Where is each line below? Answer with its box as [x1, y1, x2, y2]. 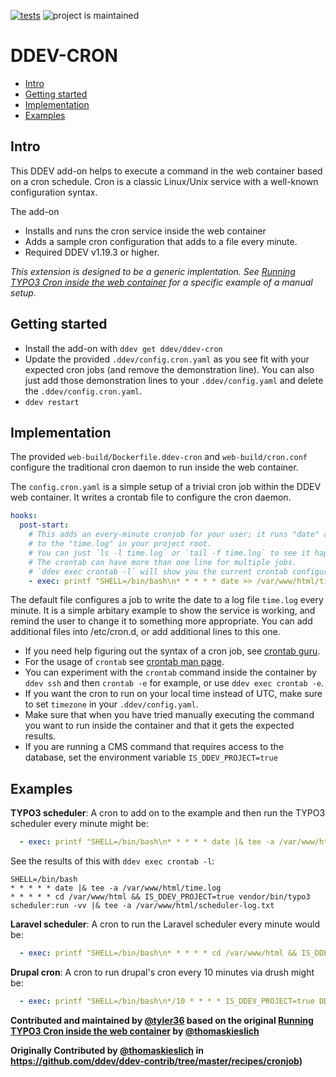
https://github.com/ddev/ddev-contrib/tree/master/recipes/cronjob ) [10, 1055, 303, 1067]
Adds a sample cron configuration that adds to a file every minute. [24, 235, 298, 247]
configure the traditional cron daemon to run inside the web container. [10, 461, 299, 474]
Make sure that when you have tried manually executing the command [24, 709, 315, 721]
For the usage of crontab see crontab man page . [24, 656, 225, 668]
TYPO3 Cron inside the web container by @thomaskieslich [10, 1025, 260, 1037]
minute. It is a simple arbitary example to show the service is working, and [10, 605, 316, 617]
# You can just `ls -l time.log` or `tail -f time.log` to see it [28, 548, 311, 558]
